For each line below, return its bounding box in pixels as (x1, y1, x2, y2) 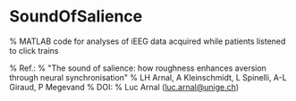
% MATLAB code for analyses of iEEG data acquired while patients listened (9, 36, 286, 46)
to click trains (9, 45, 59, 55)
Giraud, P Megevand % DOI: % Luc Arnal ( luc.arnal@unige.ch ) (9, 81, 240, 92)
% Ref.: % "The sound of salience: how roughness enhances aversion (9, 63, 266, 73)
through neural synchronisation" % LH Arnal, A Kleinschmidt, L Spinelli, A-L (9, 72, 288, 82)
